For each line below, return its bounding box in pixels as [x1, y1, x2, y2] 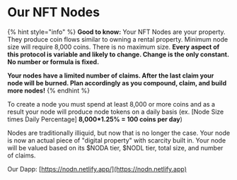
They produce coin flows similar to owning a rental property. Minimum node [7, 35, 229, 43]
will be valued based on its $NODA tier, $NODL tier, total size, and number [7, 143, 224, 152]
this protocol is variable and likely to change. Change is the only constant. [7, 50, 229, 59]
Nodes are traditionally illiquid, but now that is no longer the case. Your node [7, 128, 231, 137]
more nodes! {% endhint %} [7, 86, 91, 95]
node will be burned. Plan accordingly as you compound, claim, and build [7, 78, 227, 87]
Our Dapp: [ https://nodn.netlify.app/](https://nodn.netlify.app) [7, 164, 187, 173]
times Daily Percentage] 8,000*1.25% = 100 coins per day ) [7, 114, 183, 124]
